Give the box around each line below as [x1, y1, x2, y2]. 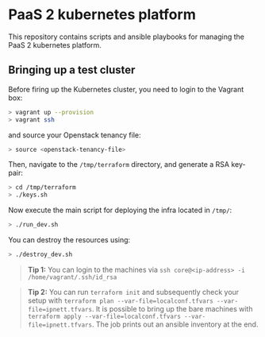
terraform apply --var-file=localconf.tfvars [27, 312, 181, 320]
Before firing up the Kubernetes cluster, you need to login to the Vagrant [8, 84, 244, 94]
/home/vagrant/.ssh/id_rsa [27, 273, 117, 281]
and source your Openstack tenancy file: [8, 130, 141, 140]
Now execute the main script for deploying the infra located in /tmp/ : [8, 205, 232, 215]
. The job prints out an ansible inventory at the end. [91, 320, 259, 329]
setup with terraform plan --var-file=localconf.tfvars [27, 296, 214, 305]
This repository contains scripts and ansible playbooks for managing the [8, 32, 244, 41]
